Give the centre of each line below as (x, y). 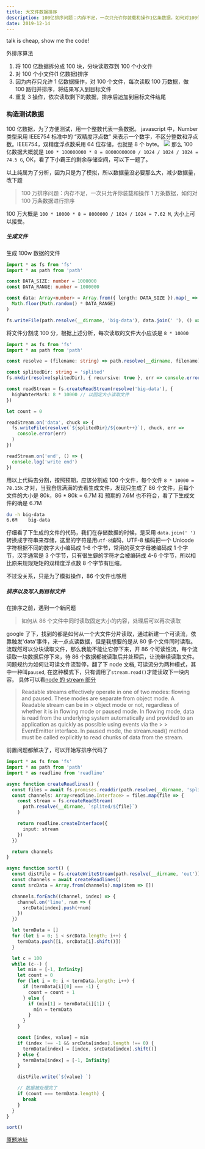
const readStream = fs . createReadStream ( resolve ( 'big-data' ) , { (90, 389)
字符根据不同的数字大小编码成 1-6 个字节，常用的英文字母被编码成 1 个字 (97, 548)
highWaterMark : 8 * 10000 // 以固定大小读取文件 (70, 394)
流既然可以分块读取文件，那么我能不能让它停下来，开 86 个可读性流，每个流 (102, 649)
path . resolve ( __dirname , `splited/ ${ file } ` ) (80, 807)
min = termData (52, 1010)
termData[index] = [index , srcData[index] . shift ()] (89, 1049)
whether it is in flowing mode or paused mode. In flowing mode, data (108, 711)
